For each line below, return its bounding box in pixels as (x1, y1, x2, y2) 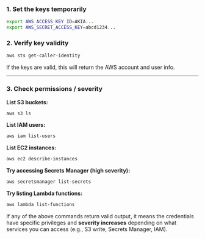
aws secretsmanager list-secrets (6, 179, 92, 185)
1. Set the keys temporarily (6, 5, 87, 13)
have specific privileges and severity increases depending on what (6, 219, 177, 226)
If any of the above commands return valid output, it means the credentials (6, 212, 194, 219)
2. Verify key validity (6, 38, 69, 47)
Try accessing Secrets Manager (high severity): (6, 167, 131, 174)
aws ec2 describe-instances (6, 156, 78, 162)
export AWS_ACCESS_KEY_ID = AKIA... (6, 19, 95, 25)
